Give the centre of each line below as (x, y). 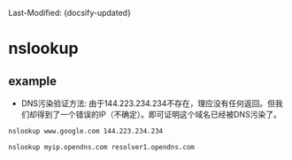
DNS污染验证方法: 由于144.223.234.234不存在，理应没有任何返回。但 (148, 103)
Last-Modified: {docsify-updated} (70, 13)
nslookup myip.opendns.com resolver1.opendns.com (102, 147)
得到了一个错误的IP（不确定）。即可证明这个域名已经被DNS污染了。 (159, 114)
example (33, 81)
